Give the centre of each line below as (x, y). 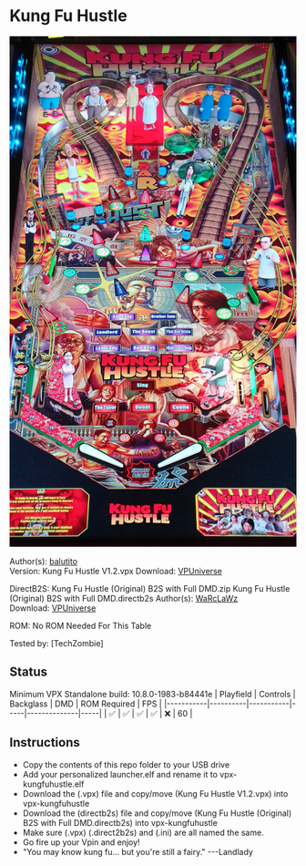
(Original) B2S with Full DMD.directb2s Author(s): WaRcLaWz (124, 598)
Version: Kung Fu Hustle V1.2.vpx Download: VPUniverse (116, 571)
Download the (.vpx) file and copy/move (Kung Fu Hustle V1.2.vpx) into (155, 793)
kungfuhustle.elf (53, 784)
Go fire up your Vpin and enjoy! (81, 842)
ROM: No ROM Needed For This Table (81, 625)
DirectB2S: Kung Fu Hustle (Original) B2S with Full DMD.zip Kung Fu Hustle (150, 588)
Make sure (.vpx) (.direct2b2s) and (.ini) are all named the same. (143, 832)
